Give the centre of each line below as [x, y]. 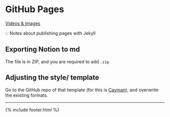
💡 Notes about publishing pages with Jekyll [51, 33]
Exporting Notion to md [42, 49]
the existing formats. [27, 95]
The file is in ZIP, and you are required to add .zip [57, 61]
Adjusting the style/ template [52, 78]
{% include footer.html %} [32, 109]
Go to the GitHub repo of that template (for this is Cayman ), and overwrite [82, 90]
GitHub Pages [35, 9]
